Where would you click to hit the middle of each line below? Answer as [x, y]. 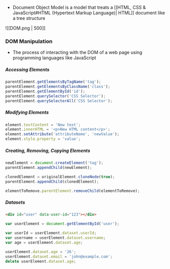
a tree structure [29, 18]
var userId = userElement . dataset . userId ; [51, 233]
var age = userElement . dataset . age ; [44, 242]
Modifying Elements [27, 112]
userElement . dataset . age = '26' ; [41, 252]
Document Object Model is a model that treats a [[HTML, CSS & [79, 7]
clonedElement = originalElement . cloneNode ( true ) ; [60, 177]
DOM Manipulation [29, 41]
